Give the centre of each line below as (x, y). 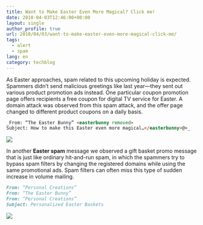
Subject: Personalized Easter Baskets (55, 204)
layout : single (25, 23)
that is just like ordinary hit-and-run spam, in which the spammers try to (95, 157)
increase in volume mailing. (40, 177)
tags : (13, 40)
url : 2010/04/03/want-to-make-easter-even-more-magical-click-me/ (92, 34)
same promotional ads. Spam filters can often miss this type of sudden (94, 170)
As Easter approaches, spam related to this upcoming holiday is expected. (99, 80)
